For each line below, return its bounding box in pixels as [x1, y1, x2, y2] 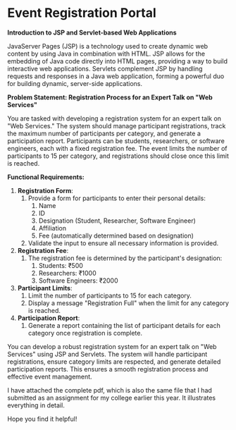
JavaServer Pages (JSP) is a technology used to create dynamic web [7, 42, 209, 50]
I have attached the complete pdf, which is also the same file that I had [7, 386, 213, 394]
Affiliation [38, 223, 67, 232]
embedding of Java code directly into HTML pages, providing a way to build [7, 56, 228, 65]
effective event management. [7, 372, 93, 381]
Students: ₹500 [38, 261, 83, 269]
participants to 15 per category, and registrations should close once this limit [7, 152, 229, 160]
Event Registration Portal [7, 5, 156, 21]
